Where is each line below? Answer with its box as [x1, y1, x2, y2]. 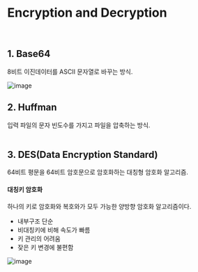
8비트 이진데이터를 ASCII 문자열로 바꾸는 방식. [7, 67, 133, 76]
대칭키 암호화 [7, 185, 43, 193]
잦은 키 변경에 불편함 [17, 243, 74, 251]
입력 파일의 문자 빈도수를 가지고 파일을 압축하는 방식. [7, 120, 151, 129]
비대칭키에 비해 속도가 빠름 [17, 225, 91, 234]
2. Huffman [7, 102, 57, 113]
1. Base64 [7, 48, 51, 60]
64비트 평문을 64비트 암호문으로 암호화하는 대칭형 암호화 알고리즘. [7, 168, 188, 177]
